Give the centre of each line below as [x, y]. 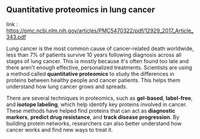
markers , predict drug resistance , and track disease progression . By [93, 117]
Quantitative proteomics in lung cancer [81, 10]
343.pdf [16, 37]
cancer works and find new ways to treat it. [60, 129]
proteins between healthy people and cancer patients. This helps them [93, 80]
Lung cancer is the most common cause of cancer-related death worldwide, [100, 48]
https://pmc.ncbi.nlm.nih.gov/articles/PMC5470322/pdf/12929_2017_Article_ [100, 30]
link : [12, 24]
